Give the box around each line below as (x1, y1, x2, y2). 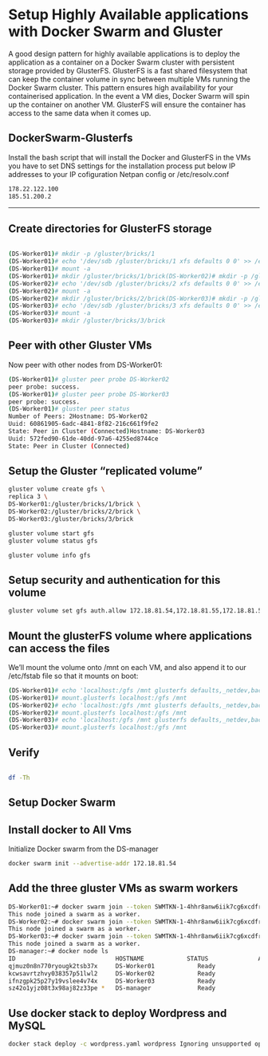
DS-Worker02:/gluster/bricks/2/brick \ (8, 508, 141, 516)
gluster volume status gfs (8, 537, 98, 545)
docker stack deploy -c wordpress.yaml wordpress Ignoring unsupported (8, 1040, 251, 1048)
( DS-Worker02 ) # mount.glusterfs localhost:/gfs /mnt (8, 708, 187, 717)
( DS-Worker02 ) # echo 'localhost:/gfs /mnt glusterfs (8, 701, 187, 709)
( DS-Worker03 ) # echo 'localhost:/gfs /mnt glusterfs (8, 716, 187, 724)
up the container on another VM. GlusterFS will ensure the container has (8, 100, 246, 109)
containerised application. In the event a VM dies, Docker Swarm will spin (8, 91, 250, 100)
